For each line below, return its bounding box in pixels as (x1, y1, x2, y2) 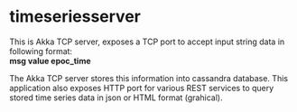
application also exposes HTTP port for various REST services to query (9, 82, 274, 93)
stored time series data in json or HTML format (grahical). (9, 92, 223, 103)
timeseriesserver (9, 6, 142, 27)
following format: (9, 45, 73, 56)
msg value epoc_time (9, 55, 92, 66)
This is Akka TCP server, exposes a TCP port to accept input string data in (9, 36, 285, 47)
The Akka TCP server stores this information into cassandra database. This (9, 72, 289, 83)
